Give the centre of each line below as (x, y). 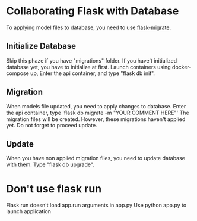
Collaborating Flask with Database (93, 11)
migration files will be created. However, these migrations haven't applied (96, 119)
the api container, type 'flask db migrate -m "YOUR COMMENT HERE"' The (98, 113)
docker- (182, 67)
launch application (29, 211)
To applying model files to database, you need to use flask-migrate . (88, 27)
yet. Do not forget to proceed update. (52, 125)
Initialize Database (41, 46)
